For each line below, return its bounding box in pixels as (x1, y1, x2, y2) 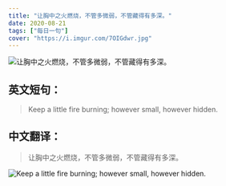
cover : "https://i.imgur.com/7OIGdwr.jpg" (8, 34, 152, 42)
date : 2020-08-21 (8, 19, 67, 27)
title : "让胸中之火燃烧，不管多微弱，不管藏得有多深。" (8, 11, 172, 20)
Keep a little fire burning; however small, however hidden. (27, 105, 218, 115)
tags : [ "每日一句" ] (8, 26, 69, 34)
